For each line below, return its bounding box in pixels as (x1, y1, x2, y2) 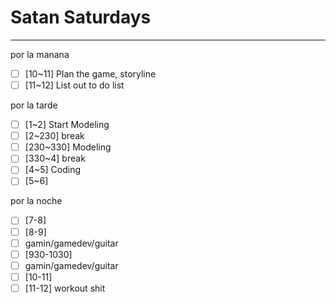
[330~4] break (24, 152, 86, 165)
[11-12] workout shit (24, 282, 106, 294)
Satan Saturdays (10, 6, 152, 29)
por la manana (10, 48, 70, 60)
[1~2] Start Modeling (24, 119, 110, 131)
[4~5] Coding (24, 164, 81, 176)
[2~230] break (24, 130, 85, 142)
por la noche (10, 195, 63, 207)
